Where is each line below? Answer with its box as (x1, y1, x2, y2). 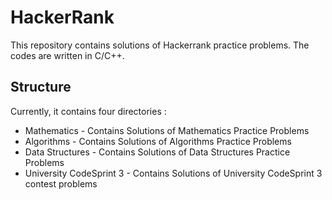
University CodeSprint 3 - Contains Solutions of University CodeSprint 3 (24, 167, 323, 179)
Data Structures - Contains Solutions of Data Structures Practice (24, 146, 291, 158)
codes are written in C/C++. (10, 49, 125, 61)
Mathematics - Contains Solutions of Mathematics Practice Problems (24, 124, 310, 136)
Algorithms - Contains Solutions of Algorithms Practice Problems (24, 135, 292, 147)
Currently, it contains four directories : (10, 105, 167, 117)
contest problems (24, 177, 98, 190)
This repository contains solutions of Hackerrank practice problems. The (10, 39, 310, 51)
